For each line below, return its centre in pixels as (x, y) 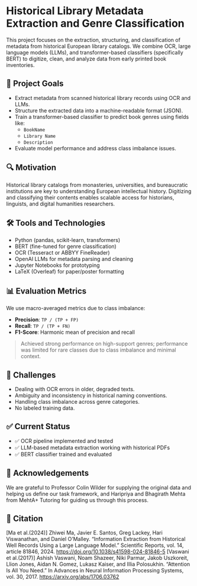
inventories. (20, 65)
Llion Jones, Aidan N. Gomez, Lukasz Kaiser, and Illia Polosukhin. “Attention (98, 564)
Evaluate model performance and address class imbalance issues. (95, 148)
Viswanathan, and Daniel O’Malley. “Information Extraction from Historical (96, 539)
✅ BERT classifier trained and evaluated (63, 454)
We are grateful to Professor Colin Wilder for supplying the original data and (98, 487)
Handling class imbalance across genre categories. (77, 402)
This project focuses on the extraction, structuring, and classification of (93, 40)
